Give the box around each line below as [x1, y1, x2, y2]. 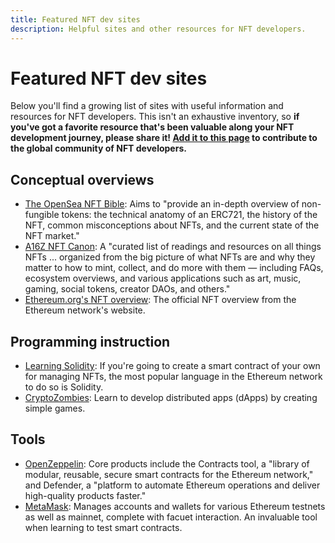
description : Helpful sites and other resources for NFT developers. [10, 24, 307, 34]
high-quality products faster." [24, 489, 147, 501]
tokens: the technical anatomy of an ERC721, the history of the [61, 209, 318, 221]
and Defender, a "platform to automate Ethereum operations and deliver [24, 479, 321, 491]
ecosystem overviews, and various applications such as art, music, [24, 272, 302, 285]
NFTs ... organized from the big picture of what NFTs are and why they [24, 251, 316, 263]
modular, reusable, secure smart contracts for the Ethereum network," [24, 468, 314, 480]
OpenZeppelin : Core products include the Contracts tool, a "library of [24, 457, 310, 470]
